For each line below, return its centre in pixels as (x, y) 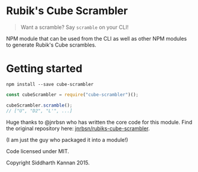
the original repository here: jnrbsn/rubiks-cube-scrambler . (78, 128)
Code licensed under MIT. (38, 151)
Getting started (44, 69)
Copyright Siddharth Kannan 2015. (48, 163)
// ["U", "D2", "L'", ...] (39, 111)
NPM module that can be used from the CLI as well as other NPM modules (97, 38)
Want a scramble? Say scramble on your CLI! (74, 27)
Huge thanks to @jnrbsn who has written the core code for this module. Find (99, 122)
